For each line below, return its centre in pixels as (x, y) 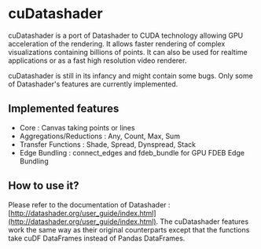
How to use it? (44, 186)
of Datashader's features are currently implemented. (93, 84)
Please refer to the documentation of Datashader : (89, 204)
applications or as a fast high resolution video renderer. (97, 60)
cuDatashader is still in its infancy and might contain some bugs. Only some (130, 75)
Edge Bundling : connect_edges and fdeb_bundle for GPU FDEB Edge (132, 152)
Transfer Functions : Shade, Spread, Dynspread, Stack (108, 144)
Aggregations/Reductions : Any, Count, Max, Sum (100, 136)
